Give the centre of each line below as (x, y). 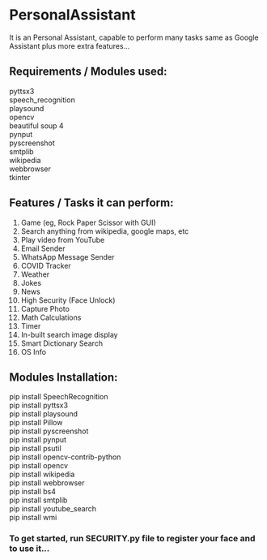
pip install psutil (35, 449)
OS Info (34, 351)
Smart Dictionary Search (62, 343)
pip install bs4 (32, 492)
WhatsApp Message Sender (68, 256)
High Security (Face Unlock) (68, 300)
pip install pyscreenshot (49, 431)
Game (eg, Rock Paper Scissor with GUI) (88, 222)
